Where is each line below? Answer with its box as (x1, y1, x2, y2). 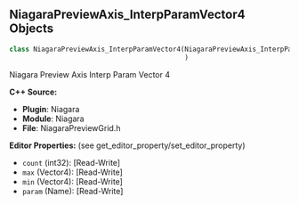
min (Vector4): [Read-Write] (21, 176, 123, 186)
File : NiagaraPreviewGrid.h (21, 122, 121, 133)
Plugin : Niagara (21, 103, 80, 114)
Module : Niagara (21, 113, 85, 124)
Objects (9, 21, 54, 37)
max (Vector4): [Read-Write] (21, 167, 123, 177)
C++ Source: (9, 86, 58, 97)
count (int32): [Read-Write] (21, 157, 121, 168)
